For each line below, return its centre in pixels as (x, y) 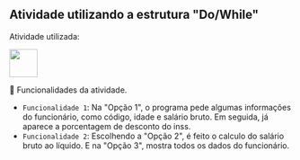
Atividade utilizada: (44, 36)
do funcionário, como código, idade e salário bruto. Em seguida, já (146, 117)
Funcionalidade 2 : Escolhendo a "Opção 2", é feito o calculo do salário (153, 136)
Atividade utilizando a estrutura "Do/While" (134, 15)
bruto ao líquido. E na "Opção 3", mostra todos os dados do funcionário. (156, 145)
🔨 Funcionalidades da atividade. (68, 90)
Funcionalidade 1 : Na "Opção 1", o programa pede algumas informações (157, 107)
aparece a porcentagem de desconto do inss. (106, 126)
